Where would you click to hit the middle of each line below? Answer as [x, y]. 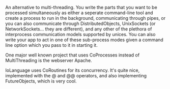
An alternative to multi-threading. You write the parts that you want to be [81, 7]
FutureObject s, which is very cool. [41, 81]
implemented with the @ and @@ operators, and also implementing [76, 76]
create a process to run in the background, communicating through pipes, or [86, 18]
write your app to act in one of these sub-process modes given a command [84, 40]
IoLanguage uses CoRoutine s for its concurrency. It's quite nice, [73, 70]
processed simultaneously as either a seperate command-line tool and [79, 13]
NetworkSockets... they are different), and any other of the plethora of [79, 29]
